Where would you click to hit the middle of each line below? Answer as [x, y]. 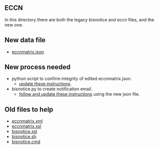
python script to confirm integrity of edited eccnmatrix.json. [72, 79]
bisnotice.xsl [24, 132]
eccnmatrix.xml [27, 121]
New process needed [38, 67]
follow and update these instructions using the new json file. [79, 94]
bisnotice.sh [24, 137]
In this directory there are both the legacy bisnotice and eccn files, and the [79, 19]
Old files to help [29, 109]
